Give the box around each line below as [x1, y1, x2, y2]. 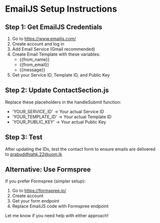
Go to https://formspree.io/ [12, 188, 66, 194]
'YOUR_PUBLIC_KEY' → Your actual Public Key [12, 119, 106, 125]
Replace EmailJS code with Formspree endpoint [12, 203, 109, 209]
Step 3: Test [5, 133, 42, 142]
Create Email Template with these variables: [12, 51, 100, 57]
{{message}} [19, 67, 45, 73]
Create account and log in [12, 41, 64, 47]
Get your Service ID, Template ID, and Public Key [12, 72, 110, 78]
